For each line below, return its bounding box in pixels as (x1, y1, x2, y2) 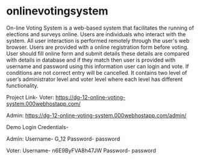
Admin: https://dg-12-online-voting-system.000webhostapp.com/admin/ (6, 112, 187, 119)
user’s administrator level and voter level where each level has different (6, 75, 183, 83)
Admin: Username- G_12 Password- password (6, 135, 120, 142)
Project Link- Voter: (6, 94, 54, 101)
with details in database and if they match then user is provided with (6, 56, 176, 63)
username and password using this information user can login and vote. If (6, 62, 189, 70)
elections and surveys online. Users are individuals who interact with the (6, 30, 186, 37)
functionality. (6, 82, 39, 89)
